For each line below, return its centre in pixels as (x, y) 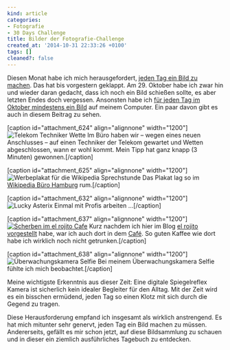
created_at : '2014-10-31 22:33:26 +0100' (67, 45)
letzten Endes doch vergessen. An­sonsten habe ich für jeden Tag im (104, 100)
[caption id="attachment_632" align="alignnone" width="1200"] (97, 198)
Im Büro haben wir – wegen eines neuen (144, 135)
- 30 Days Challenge (37, 33)
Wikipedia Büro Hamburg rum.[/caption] (64, 185)
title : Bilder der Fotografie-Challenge (66, 39)
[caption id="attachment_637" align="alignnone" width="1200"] (97, 219)
